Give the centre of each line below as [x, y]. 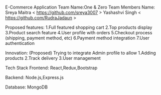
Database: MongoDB [27, 87]
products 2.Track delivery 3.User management [53, 58]
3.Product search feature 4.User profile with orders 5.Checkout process [79, 33]
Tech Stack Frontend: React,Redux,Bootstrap [51, 68]
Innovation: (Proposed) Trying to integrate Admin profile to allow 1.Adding [80, 53]
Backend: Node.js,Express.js [34, 77]
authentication [20, 43]
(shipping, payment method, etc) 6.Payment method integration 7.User [77, 38]
